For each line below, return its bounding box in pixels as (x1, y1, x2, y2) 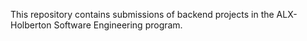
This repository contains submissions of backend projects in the (10, 9, 275, 20)
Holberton (10, 19, 52, 31)
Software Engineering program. (53, 19, 183, 31)
